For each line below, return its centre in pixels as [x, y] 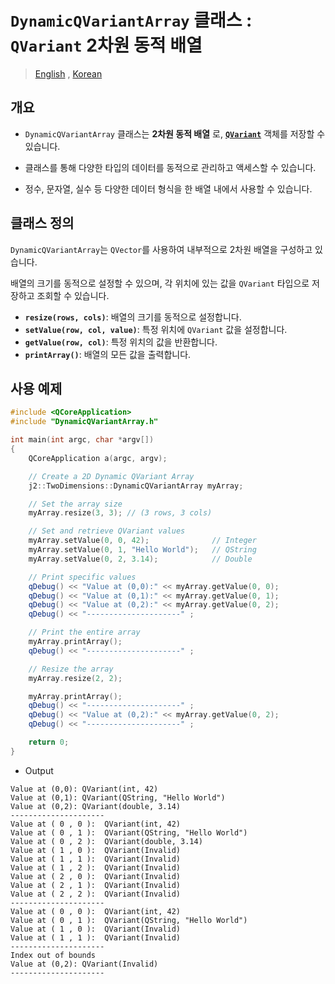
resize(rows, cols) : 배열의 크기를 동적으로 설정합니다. [133, 317]
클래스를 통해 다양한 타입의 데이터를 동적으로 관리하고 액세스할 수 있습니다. [170, 167]
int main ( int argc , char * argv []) [82, 440]
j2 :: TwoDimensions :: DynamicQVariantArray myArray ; [136, 486]
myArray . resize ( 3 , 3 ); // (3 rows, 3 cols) [120, 513]
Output [39, 770]
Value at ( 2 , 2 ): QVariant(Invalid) [96, 894]
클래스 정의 [42, 223]
